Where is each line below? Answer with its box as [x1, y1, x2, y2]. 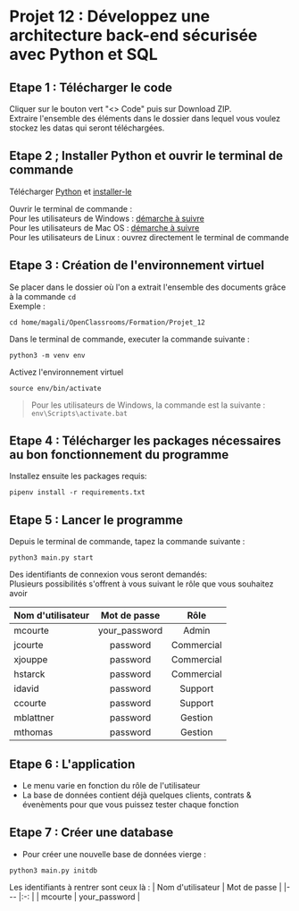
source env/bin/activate [9, 384, 102, 392]
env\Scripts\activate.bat [30, 409, 128, 418]
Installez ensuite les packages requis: [9, 471, 147, 482]
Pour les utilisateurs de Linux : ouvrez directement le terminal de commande [9, 232, 289, 242]
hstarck [13, 668, 46, 680]
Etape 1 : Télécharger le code [9, 80, 172, 95]
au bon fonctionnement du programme [9, 447, 229, 462]
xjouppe [13, 654, 48, 666]
